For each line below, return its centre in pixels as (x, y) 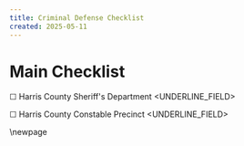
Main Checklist (67, 72)
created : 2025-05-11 (49, 26)
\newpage (29, 132)
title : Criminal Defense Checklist (77, 18)
